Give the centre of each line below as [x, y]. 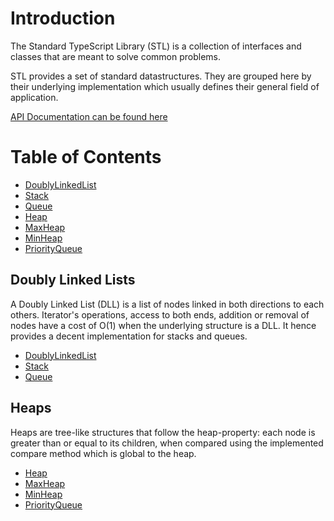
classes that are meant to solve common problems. [116, 56]
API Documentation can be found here [89, 116]
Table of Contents [86, 157]
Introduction [63, 18]
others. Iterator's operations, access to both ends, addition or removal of [160, 314]
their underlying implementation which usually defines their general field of [165, 86]
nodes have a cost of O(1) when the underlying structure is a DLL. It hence [163, 325]
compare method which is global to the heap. [103, 453]
